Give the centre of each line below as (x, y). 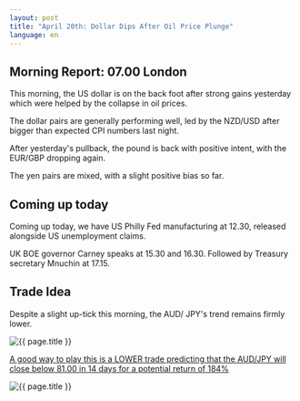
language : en (34, 35)
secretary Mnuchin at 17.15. (60, 263)
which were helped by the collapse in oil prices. (99, 103)
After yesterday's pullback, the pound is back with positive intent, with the (148, 149)
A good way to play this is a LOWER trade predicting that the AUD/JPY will (148, 359)
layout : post (34, 18)
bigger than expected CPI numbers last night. (95, 131)
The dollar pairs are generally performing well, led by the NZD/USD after (145, 121)
